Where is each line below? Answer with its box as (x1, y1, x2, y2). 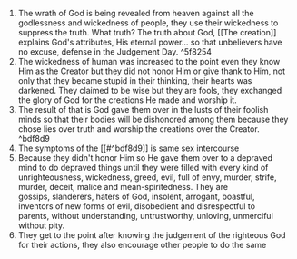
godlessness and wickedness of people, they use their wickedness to (17, 17, 279, 28)
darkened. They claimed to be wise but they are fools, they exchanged (17, 85, 282, 95)
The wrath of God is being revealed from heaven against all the (17, 8, 254, 18)
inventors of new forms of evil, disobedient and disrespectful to (17, 201, 256, 212)
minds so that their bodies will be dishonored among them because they (17, 114, 289, 125)
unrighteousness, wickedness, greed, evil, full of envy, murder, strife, (17, 172, 277, 183)
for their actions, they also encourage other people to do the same (17, 240, 267, 250)
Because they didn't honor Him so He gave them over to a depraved (17, 153, 273, 163)
